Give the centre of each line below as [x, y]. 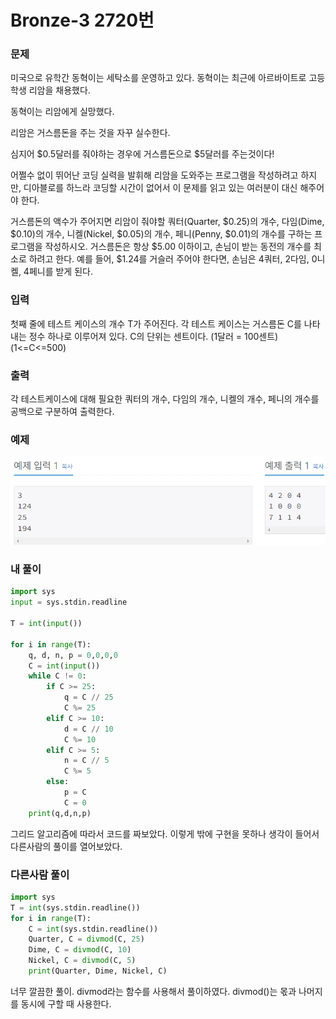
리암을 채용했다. [59, 90]
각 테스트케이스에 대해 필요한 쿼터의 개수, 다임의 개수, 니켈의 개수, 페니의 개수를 [165, 399]
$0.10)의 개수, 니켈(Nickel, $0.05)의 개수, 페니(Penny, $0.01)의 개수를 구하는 [161, 234]
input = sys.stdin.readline [69, 602]
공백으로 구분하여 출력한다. [62, 412]
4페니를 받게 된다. [58, 272]
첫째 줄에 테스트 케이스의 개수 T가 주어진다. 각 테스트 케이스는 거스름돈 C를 [156, 323]
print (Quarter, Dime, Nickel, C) [98, 971]
